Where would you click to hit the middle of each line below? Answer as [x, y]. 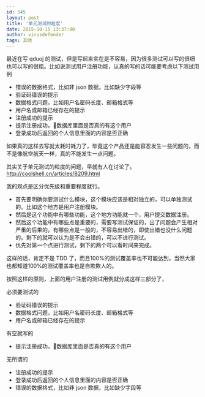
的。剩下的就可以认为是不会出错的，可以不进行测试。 [82, 237]
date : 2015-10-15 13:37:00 [41, 29]
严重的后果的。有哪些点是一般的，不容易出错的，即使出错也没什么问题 [104, 230]
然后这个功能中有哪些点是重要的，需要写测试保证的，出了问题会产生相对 [106, 222]
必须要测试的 [22, 292]
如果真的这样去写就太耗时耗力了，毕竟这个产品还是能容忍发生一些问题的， [100, 146]
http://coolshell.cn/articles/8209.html [53, 173]
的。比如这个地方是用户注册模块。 [58, 207]
